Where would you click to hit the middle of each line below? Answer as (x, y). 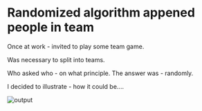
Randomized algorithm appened (101, 13)
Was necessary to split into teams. (56, 59)
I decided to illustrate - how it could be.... (66, 86)
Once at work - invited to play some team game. (76, 46)
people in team (51, 27)
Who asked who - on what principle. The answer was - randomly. (100, 73)
